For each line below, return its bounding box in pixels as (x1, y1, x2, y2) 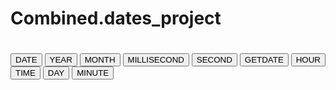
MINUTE (76, 68, 110, 79)
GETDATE (244, 55, 284, 66)
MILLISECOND (127, 55, 185, 66)
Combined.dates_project (10, 7, 222, 30)
